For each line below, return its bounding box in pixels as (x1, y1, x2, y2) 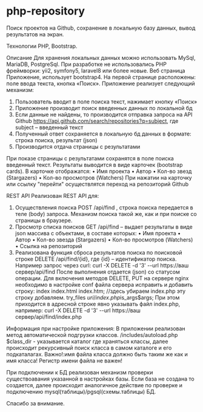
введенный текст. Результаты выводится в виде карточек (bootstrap (6, 161, 183, 168)
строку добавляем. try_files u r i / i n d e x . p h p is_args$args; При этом (15, 293, 180, 301)
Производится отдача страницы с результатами (15, 143, 141, 150)
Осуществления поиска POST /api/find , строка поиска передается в (15, 204, 193, 211)
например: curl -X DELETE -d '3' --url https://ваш (15, 307, 141, 314)
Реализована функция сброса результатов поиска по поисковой (15, 249, 183, 256)
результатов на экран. (6, 30, 64, 38)
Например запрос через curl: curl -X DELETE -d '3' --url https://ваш (15, 261, 189, 269)
